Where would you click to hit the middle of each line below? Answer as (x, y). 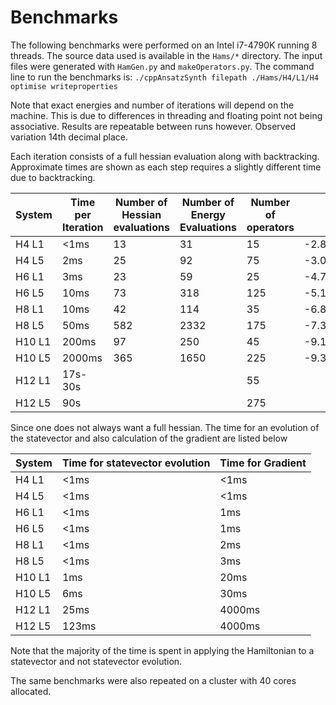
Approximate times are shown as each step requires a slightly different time (166, 167)
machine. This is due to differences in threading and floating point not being (166, 115)
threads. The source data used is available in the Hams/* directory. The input (166, 55)
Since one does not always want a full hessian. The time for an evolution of (165, 427)
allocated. (31, 691)
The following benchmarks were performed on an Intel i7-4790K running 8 (164, 45)
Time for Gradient (263, 463)
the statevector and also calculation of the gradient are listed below (149, 438)
